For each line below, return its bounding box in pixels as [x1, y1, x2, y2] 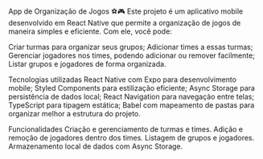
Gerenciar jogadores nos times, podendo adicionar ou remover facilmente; [8, 51, 256, 60]
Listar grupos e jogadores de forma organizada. [8, 59, 166, 68]
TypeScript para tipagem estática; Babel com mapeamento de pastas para [8, 100, 255, 110]
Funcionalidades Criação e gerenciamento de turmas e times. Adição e [8, 124, 244, 134]
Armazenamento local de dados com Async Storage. [8, 141, 183, 151]
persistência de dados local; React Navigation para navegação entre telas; [8, 92, 255, 101]
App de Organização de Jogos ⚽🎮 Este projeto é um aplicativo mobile [8, 6, 244, 16]
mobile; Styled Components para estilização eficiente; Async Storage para [8, 84, 256, 92]
